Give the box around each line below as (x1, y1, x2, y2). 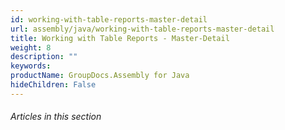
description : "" (10, 52, 78, 62)
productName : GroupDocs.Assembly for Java (10, 71, 190, 81)
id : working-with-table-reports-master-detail (10, 14, 208, 25)
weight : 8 (10, 42, 52, 53)
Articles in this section (10, 111, 102, 123)
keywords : (10, 61, 52, 71)
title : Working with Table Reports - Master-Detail (10, 33, 230, 43)
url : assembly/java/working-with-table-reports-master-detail (10, 24, 275, 34)
